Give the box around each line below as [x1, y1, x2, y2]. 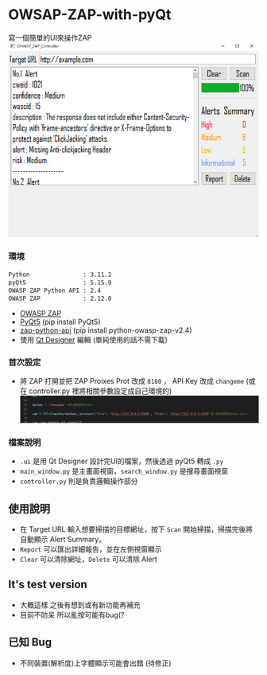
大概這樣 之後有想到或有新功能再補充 [19, 599, 141, 610]
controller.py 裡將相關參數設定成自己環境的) [29, 386, 172, 396]
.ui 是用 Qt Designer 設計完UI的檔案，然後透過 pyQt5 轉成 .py [19, 456, 224, 466]
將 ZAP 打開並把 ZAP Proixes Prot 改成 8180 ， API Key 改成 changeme [19, 377, 245, 386]
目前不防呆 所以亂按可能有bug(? [19, 610, 125, 619]
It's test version [8, 578, 87, 591]
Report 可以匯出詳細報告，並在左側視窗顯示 [19, 544, 162, 554]
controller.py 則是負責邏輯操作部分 [19, 476, 138, 486]
